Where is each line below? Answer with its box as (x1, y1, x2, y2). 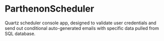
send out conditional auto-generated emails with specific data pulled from (5, 25, 159, 31)
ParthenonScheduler (5, 3, 95, 15)
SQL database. (5, 30, 36, 36)
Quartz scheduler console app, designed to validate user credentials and (5, 20, 156, 26)
